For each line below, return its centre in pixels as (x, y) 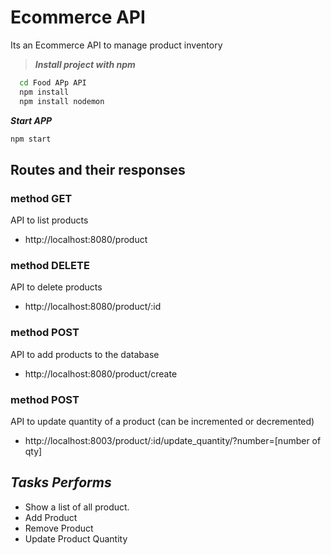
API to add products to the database (85, 354)
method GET (41, 198)
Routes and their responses (98, 169)
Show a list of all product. (77, 507)
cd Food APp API (53, 82)
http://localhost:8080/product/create (101, 373)
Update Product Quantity (76, 538)
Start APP (31, 120)
